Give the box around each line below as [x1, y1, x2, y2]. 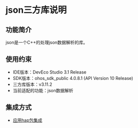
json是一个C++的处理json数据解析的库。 [5, 40, 88, 45]
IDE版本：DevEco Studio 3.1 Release [12, 69, 87, 75]
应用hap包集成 [12, 117, 42, 123]
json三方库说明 [5, 4, 67, 16]
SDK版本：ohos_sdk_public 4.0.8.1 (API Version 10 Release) [12, 75, 134, 81]
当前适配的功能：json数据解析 [12, 87, 73, 93]
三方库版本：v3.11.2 [12, 81, 52, 87]
